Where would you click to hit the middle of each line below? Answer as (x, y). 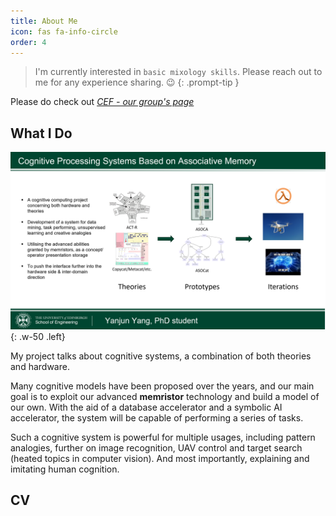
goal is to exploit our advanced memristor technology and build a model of (165, 396)
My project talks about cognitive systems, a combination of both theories (161, 356)
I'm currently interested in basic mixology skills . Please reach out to (178, 72)
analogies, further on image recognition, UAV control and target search (156, 447)
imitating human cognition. (65, 469)
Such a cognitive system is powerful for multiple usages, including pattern (163, 437)
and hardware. (40, 366)
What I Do (41, 133)
